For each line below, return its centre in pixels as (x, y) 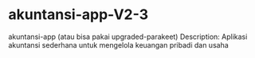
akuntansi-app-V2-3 (78, 15)
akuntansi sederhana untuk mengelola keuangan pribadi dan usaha (118, 44)
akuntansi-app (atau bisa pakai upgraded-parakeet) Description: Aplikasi (128, 37)
